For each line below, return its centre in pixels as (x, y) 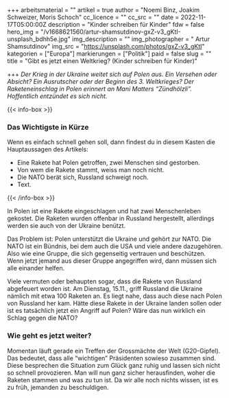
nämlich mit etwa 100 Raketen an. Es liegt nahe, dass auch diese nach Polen (115, 296)
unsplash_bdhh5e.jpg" (39, 39)
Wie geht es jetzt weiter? (49, 336)
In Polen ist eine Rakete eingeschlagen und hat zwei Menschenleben (104, 211)
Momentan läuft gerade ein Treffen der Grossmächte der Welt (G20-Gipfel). (114, 351)
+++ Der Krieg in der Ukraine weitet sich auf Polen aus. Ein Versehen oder (112, 74)
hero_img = (23, 32)
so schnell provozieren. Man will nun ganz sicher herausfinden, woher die (111, 373)
